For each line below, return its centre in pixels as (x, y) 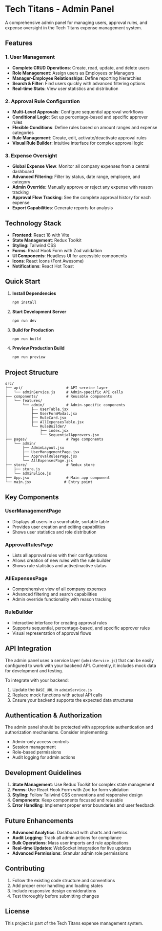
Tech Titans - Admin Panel (60, 9)
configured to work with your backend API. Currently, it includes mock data (81, 665)
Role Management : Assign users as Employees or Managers (73, 73)
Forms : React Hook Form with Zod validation (57, 251)
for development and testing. (34, 670)
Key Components (32, 497)
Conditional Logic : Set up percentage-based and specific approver (80, 117)
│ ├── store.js (23, 469)
